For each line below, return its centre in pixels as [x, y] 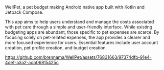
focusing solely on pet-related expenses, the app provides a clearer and [78, 37]
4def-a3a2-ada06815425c [32, 62]
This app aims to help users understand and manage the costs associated [80, 22]
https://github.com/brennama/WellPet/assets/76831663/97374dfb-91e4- [78, 57]
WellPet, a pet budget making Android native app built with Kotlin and [75, 7]
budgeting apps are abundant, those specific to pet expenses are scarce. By [82, 32]
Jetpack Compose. [24, 12]
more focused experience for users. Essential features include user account [82, 43]
